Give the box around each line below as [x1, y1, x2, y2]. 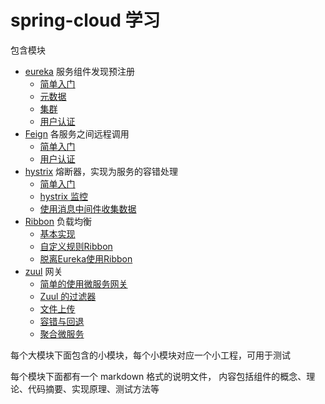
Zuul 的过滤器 [39, 290, 97, 302]
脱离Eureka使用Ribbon [39, 252, 133, 265]
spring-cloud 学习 [10, 9, 161, 32]
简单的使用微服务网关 [39, 277, 128, 290]
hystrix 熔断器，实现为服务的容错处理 [24, 165, 179, 177]
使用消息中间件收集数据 [39, 202, 137, 215]
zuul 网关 [24, 265, 63, 277]
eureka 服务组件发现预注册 [24, 65, 135, 77]
